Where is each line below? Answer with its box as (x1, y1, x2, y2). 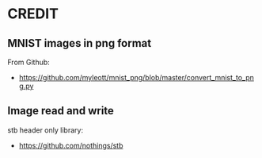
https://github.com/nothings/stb (18, 141, 123, 150)
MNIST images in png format (7, 37, 152, 50)
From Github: (7, 57, 51, 67)
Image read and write (7, 104, 114, 118)
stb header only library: (7, 125, 84, 135)
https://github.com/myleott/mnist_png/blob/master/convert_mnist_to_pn (18, 73, 255, 82)
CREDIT (7, 5, 59, 23)
